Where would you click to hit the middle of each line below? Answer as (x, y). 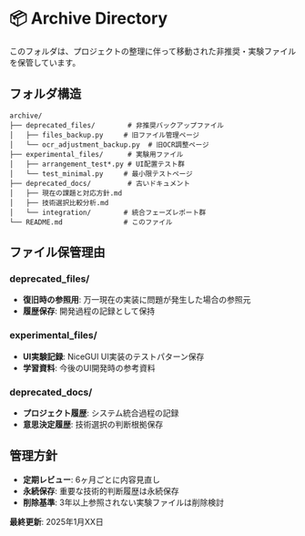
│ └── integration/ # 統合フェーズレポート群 (108, 212)
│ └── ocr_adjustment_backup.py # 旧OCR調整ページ (109, 144)
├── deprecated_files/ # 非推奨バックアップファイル (117, 125)
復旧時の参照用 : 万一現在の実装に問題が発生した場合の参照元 (137, 300)
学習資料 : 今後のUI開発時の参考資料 (89, 367)
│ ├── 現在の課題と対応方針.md (66, 193)
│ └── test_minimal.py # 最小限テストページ (101, 174)
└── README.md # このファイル (91, 222)
